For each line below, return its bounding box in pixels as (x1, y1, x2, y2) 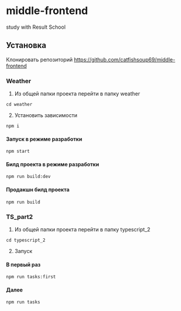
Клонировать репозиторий (6, 56, 73, 63)
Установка (6, 40, 47, 50)
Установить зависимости (14, 112, 78, 119)
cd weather (6, 101, 33, 108)
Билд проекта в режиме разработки (6, 160, 99, 168)
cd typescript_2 (6, 237, 46, 243)
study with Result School (6, 23, 66, 30)
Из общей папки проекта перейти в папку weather (14, 90, 140, 97)
